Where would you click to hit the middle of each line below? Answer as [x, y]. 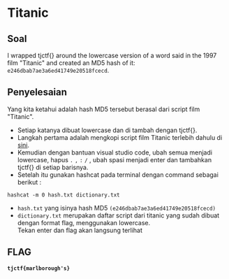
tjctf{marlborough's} [39, 268]
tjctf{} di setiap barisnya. [53, 167]
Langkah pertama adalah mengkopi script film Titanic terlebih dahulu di [120, 137]
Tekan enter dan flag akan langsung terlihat [80, 230]
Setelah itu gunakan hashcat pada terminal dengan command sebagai [118, 174]
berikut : [29, 182]
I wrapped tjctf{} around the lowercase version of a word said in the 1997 [112, 55]
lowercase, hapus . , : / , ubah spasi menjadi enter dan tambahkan [114, 159]
